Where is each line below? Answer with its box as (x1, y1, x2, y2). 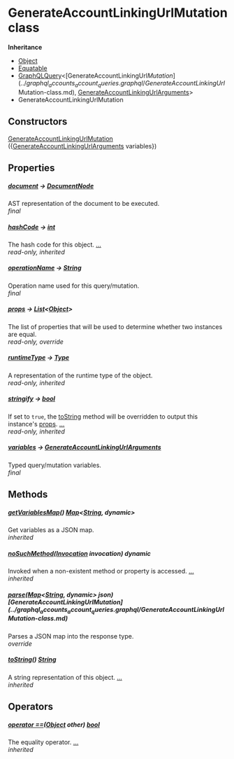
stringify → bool (8, 394, 55, 403)
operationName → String (8, 264, 82, 272)
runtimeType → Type (8, 354, 70, 362)
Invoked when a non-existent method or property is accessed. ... (8, 567, 194, 576)
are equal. (8, 330, 37, 338)
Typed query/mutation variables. (8, 461, 102, 469)
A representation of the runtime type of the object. (8, 371, 153, 379)
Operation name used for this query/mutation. (8, 281, 140, 290)
